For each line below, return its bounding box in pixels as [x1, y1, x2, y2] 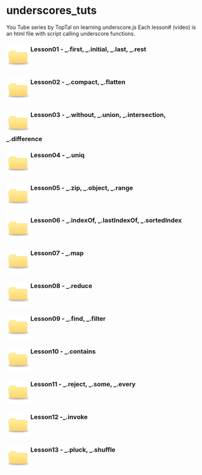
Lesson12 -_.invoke [30, 413, 88, 421]
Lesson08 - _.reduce [30, 282, 92, 290]
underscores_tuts [6, 4, 97, 17]
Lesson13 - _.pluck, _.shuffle [30, 445, 116, 454]
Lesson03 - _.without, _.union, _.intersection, [30, 110, 166, 119]
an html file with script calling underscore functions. [6, 30, 136, 37]
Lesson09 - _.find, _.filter [30, 315, 106, 323]
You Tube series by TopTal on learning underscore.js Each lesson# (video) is [6, 24, 196, 31]
